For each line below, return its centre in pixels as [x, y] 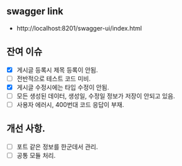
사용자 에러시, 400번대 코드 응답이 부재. [70, 104]
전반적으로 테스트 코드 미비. [54, 78]
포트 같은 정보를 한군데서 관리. [57, 147]
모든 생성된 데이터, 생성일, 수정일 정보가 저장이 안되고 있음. [96, 96]
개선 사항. [26, 129]
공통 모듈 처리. [36, 155]
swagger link [35, 11]
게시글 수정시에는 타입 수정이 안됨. [63, 87]
